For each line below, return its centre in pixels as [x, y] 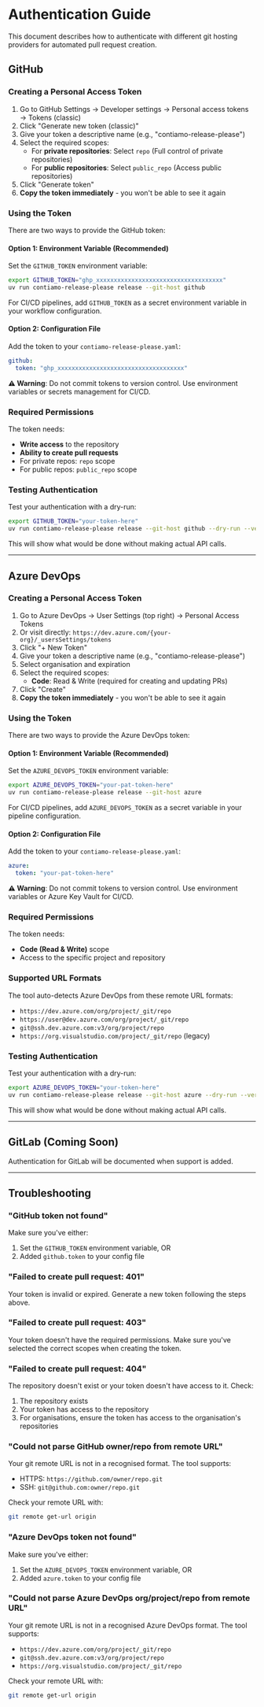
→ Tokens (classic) [50, 117]
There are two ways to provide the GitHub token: [87, 230]
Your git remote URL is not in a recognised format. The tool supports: [120, 1464]
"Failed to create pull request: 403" [77, 1323]
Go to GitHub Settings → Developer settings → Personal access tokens [134, 109]
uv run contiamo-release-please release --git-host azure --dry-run [123, 1095]
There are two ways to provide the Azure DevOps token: [99, 735]
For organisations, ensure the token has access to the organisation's [130, 1418]
